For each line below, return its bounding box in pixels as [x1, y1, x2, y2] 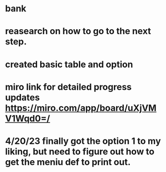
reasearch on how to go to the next [5, 26, 151, 37]
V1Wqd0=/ [5, 113, 51, 124]
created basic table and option [5, 59, 133, 70]
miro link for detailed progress [5, 81, 132, 92]
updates [5, 92, 40, 103]
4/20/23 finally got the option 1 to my [5, 135, 161, 146]
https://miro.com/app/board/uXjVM [5, 102, 157, 114]
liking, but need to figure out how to [5, 146, 155, 157]
